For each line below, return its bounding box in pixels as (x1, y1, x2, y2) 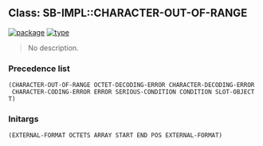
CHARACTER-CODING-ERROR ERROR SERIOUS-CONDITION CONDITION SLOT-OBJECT (11, 88, 255, 97)
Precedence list (8, 63, 70, 74)
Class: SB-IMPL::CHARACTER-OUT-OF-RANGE (8, 6, 248, 20)
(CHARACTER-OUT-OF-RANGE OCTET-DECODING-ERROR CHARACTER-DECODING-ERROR (8, 81, 255, 89)
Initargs (8, 113, 39, 124)
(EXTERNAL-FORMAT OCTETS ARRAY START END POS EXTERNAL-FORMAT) (8, 132, 223, 140)
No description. (27, 43, 79, 53)
